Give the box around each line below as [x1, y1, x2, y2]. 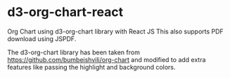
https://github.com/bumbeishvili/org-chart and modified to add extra [7, 55, 206, 63]
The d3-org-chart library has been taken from [7, 48, 141, 56]
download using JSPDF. [7, 34, 77, 42]
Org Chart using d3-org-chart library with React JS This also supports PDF [7, 27, 224, 36]
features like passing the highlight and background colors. [7, 63, 176, 71]
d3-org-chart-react [7, 4, 124, 20]
